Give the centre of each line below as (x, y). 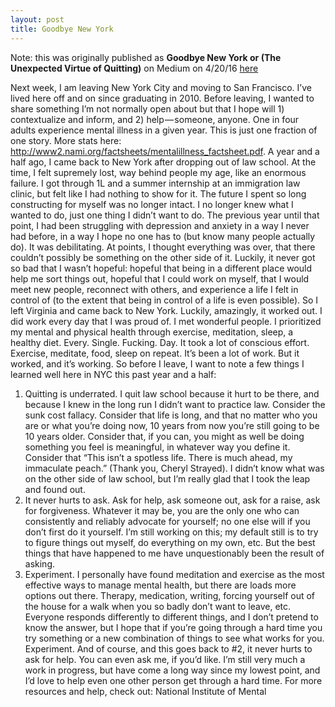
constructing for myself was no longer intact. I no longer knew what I (152, 204)
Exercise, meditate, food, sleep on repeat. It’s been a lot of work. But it (155, 353)
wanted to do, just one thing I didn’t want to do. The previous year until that (165, 215)
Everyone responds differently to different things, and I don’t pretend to (171, 617)
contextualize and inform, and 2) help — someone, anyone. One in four (155, 119)
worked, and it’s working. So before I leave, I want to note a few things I (157, 363)
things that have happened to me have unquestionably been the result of (174, 553)
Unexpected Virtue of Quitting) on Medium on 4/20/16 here (134, 68)
